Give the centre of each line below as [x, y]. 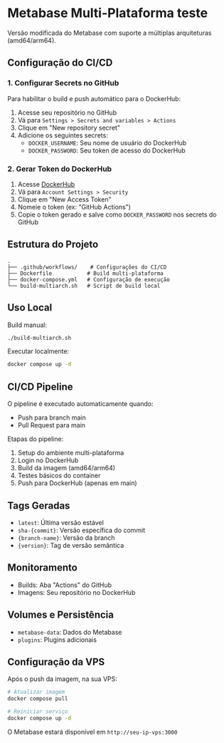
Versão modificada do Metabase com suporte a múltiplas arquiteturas [110, 33]
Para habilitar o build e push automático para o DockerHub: [94, 98]
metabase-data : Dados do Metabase [70, 632]
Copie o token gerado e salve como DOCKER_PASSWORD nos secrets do [117, 214]
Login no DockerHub [48, 460]
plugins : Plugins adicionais [57, 640]
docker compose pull [38, 699]
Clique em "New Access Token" [64, 199]
